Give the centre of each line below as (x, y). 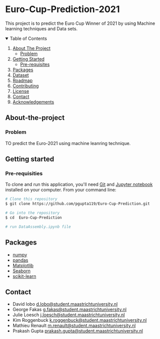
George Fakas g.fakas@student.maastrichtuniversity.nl (70, 310)
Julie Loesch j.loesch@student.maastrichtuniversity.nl (69, 315)
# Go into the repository (32, 213)
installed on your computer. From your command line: (61, 190)
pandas (20, 260)
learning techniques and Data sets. (41, 28)
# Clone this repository (31, 199)
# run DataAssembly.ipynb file (38, 227)
